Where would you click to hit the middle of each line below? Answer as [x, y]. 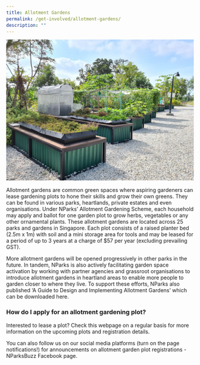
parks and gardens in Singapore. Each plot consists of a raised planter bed [98, 228]
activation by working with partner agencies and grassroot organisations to [98, 271]
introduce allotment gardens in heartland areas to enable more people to [95, 278]
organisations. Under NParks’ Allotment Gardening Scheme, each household [100, 209]
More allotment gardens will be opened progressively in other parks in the [97, 259]
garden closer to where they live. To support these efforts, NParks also [93, 284]
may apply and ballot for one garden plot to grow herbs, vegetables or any [97, 215]
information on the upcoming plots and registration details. [78, 332]
